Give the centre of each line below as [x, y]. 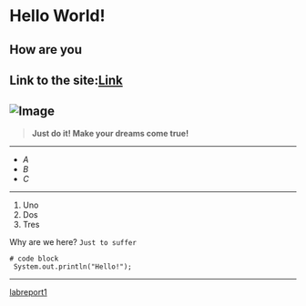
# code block [34, 259]
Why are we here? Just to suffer [73, 241]
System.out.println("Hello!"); [72, 266]
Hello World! [57, 16]
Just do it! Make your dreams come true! [110, 133]
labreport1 [28, 291]
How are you [46, 50]
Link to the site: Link [66, 80]
